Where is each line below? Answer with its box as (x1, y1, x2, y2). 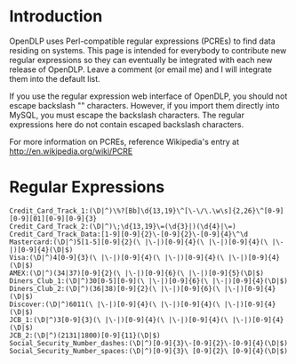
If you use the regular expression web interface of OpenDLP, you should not (9, 91, 288, 101)
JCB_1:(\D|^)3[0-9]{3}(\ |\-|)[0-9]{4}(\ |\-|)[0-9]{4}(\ (9, 315, 228, 324)
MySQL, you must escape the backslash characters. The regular (9, 109, 244, 120)
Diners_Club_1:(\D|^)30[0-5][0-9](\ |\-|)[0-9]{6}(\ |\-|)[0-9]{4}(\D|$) (9, 276, 289, 286)
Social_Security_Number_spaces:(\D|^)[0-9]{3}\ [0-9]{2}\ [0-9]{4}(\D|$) (9, 346, 289, 355)
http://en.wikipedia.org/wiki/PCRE (9, 145, 133, 157)
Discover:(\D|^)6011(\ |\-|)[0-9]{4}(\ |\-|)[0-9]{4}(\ (9, 300, 220, 309)
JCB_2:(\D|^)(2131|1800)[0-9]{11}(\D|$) (9, 331, 162, 340)
